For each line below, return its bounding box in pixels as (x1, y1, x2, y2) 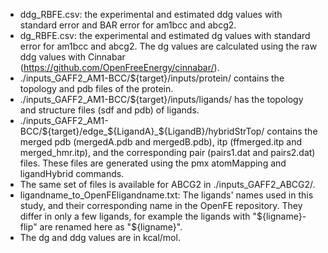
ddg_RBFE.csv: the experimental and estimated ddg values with (19, 9, 283, 20)
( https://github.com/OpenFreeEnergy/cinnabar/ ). (19, 62, 220, 73)
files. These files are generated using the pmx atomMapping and (19, 157, 287, 169)
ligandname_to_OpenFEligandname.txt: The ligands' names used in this (19, 189, 314, 201)
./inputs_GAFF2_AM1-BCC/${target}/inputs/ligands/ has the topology (19, 94, 304, 105)
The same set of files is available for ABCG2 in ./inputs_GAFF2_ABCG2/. (19, 179, 316, 190)
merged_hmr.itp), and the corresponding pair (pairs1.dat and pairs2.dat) (19, 147, 316, 158)
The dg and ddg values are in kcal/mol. (19, 232, 181, 243)
